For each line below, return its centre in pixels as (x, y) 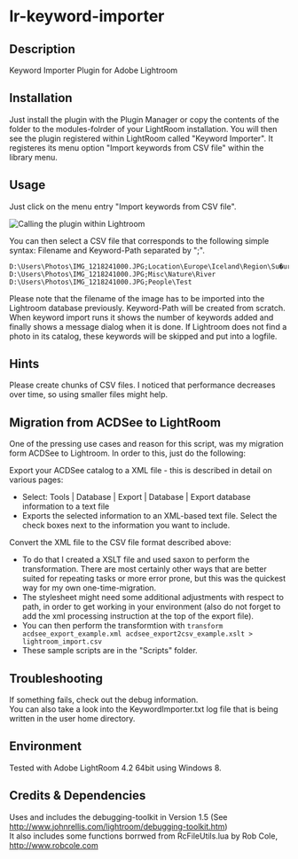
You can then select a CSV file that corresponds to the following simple (139, 240)
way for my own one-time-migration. (89, 588)
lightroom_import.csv (62, 642)
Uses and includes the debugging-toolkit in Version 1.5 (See (118, 816)
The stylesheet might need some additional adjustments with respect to (153, 597)
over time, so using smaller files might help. (89, 394)
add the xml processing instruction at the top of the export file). (138, 616)
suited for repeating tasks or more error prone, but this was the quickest (154, 579)
